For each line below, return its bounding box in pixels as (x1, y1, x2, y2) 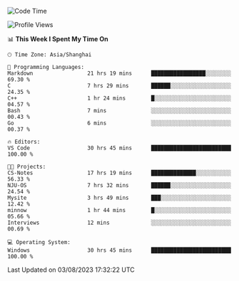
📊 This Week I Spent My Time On (7, 35, 108, 43)
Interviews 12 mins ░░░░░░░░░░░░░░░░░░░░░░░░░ (7, 219, 232, 226)
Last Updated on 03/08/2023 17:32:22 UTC (7, 265, 136, 274)
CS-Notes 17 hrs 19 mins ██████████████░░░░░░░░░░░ (7, 169, 232, 176)
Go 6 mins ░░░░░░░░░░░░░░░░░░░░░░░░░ (7, 120, 232, 127)
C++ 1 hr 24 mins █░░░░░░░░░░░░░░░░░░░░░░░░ (7, 95, 232, 102)
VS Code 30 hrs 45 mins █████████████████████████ (7, 144, 232, 152)
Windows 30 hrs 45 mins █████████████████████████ (7, 247, 232, 254)
